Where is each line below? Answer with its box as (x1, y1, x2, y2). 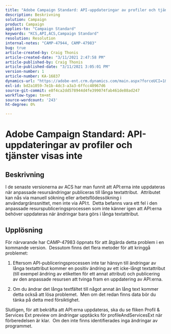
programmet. (5, 323, 33, 329)
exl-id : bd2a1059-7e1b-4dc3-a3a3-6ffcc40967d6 (5, 83, 106, 88)
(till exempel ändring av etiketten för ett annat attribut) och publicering (12, 270, 160, 276)
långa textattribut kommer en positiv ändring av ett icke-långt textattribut (12, 265, 165, 271)
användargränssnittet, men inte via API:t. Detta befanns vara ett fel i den (5, 200, 158, 206)
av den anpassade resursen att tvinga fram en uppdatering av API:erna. (12, 276, 163, 282)
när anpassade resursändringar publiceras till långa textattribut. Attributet (5, 189, 161, 196)
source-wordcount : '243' (5, 97, 58, 102)
